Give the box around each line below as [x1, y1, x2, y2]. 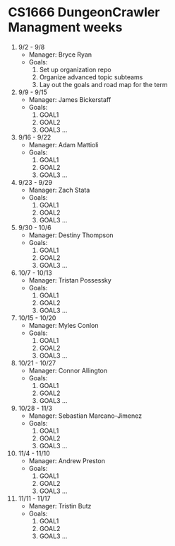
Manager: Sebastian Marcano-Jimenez [28, 411, 143, 420]
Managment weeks [8, 19, 123, 35]
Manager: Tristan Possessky [28, 275, 111, 284]
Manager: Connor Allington [28, 366, 108, 375]
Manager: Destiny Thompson [28, 231, 114, 239]
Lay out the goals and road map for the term [39, 80, 168, 89]
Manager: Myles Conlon [28, 321, 99, 329]
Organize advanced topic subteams [39, 72, 143, 81]
